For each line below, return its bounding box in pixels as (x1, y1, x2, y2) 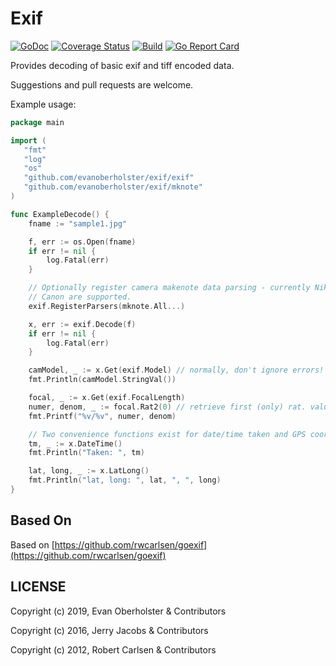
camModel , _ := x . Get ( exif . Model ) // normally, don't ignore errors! (28, 365, 325, 376)
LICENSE (10, 578, 67, 596)
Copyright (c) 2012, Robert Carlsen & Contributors (10, 643, 217, 656)
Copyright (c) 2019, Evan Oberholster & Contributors (10, 605, 227, 617)
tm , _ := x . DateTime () (28, 438, 123, 449)
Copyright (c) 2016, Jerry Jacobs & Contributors (10, 624, 209, 636)
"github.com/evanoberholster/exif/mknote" (23, 182, 203, 192)
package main (10, 117, 65, 127)
